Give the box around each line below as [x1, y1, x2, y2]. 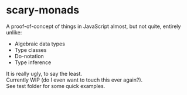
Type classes [14, 46, 47, 53]
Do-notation [14, 52, 44, 59]
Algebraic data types [14, 40, 66, 47]
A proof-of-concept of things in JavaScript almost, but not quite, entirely [6, 23, 181, 30]
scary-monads [6, 3, 80, 17]
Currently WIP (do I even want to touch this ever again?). [6, 76, 143, 83]
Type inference [14, 59, 52, 66]
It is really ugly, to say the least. [6, 70, 82, 77]
